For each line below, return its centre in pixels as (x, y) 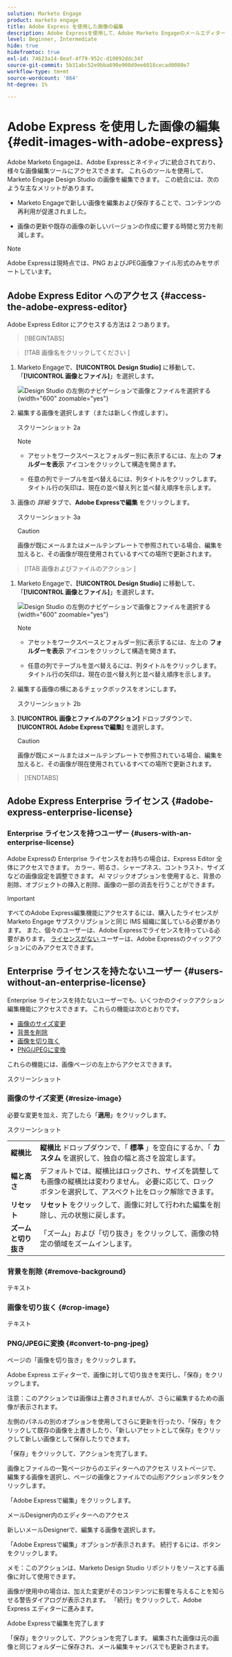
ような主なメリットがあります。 (52, 188)
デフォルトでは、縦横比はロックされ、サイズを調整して (130, 1171)
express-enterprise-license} (70, 812)
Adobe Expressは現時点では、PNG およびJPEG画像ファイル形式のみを (107, 263)
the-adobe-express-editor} (67, 307)
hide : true (23, 46)
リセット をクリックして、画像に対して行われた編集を (127, 1205)
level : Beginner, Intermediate (52, 39)
